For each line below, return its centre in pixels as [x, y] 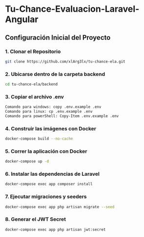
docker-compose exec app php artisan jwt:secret [55, 229]
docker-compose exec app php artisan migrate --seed [60, 207]
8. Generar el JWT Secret [36, 219]
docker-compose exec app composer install [49, 184]
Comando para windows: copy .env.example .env [53, 107]
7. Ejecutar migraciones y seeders [46, 197]
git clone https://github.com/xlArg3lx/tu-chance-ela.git [65, 61]
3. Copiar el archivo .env [35, 96]
